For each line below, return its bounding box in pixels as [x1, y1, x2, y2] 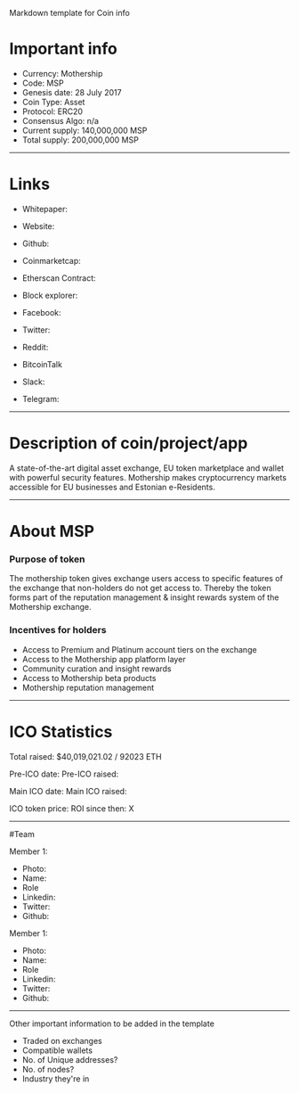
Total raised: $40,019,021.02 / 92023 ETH [9, 751, 162, 761]
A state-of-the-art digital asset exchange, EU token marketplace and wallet [9, 463, 285, 473]
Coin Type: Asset [21, 96, 85, 107]
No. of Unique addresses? [21, 1054, 118, 1064]
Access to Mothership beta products [21, 672, 157, 683]
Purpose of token [9, 553, 86, 565]
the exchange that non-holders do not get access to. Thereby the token [9, 583, 271, 594]
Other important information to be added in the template [9, 1018, 215, 1029]
